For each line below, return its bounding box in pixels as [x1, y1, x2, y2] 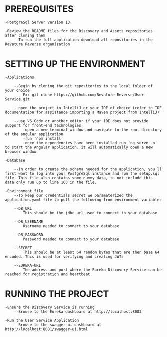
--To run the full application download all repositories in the [14, 37, 153, 42]
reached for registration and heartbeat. [5, 271, 93, 277]
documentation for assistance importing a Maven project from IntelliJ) [5, 110, 160, 115]
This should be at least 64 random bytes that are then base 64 [23, 250, 160, 255]
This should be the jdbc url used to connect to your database [23, 210, 157, 215]
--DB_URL [14, 206, 32, 211]
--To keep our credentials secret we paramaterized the [14, 193, 133, 198]
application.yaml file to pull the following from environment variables [5, 197, 162, 202]
